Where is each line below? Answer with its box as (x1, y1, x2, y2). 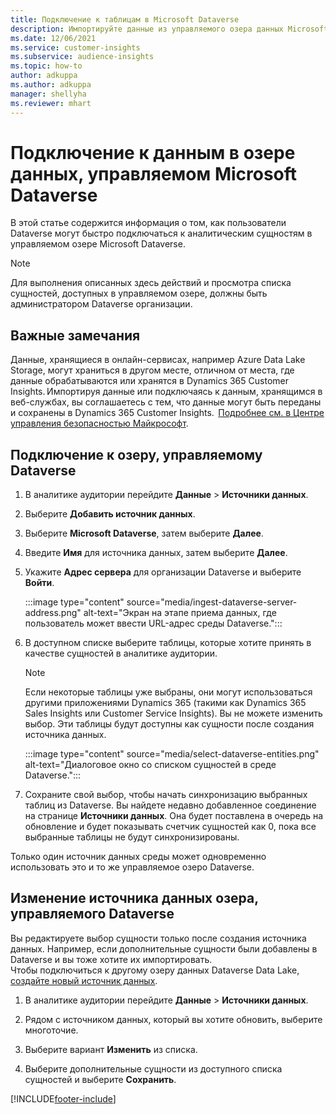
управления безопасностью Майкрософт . (10, 417, 189, 430)
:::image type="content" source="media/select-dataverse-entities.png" (24, 748, 320, 760)
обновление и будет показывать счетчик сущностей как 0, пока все (24, 821, 317, 833)
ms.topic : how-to (10, 61, 83, 71)
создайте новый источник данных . (10, 974, 158, 986)
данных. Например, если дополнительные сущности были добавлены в (10, 942, 318, 955)
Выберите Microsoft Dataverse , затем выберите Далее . (24, 527, 264, 540)
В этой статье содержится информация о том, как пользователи (10, 217, 287, 229)
